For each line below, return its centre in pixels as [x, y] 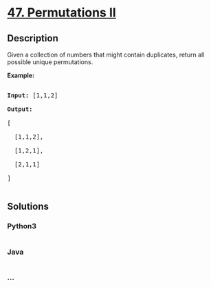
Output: [20, 109]
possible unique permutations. [50, 62]
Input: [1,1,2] [33, 96]
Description [33, 38]
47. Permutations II [62, 13]
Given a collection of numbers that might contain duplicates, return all [106, 55]
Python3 [22, 226]
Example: [21, 75]
